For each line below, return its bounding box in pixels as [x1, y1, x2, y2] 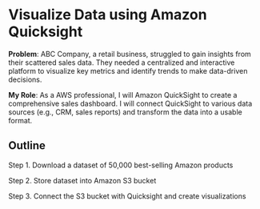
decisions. [8, 74, 42, 84]
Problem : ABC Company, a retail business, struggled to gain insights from [8, 49, 252, 58]
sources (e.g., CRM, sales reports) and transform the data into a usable [8, 107, 242, 117]
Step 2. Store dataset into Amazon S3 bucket [8, 175, 157, 185]
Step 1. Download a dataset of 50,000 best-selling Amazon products [8, 160, 234, 170]
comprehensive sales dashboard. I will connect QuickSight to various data [8, 98, 253, 108]
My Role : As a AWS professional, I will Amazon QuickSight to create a [8, 90, 238, 99]
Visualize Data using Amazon [8, 6, 207, 24]
